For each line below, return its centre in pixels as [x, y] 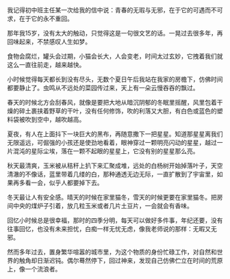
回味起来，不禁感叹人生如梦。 [49, 42]
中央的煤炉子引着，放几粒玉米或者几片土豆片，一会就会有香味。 [103, 206]
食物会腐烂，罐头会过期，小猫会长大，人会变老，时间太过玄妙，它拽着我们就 [115, 56]
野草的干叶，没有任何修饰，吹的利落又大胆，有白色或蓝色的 [133, 111]
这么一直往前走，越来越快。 [46, 65]
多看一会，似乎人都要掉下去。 [61, 183]
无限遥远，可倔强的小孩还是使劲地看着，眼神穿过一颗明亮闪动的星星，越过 [112, 143]
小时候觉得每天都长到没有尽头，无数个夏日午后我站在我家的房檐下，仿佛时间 [115, 79]
